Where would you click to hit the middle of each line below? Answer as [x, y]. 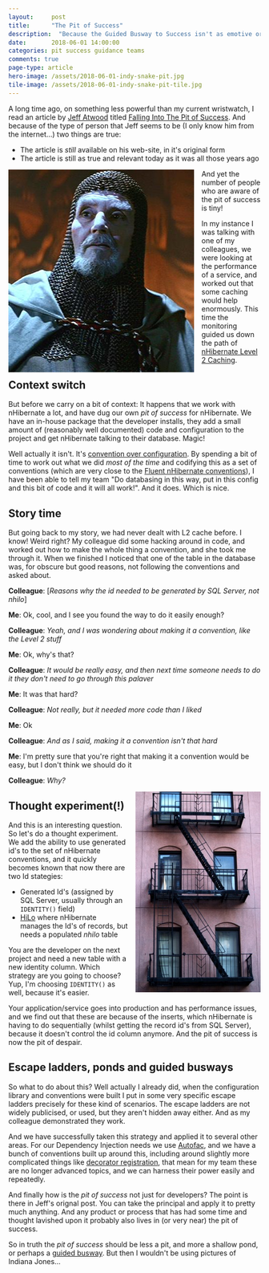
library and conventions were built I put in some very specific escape [122, 1095]
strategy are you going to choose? [65, 976]
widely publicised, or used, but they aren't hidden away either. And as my [129, 1112]
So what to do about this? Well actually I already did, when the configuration [134, 1087]
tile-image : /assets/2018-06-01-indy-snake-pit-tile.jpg [105, 84]
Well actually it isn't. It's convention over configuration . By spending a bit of [133, 454]
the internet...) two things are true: [65, 134]
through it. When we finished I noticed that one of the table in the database [132, 559]
